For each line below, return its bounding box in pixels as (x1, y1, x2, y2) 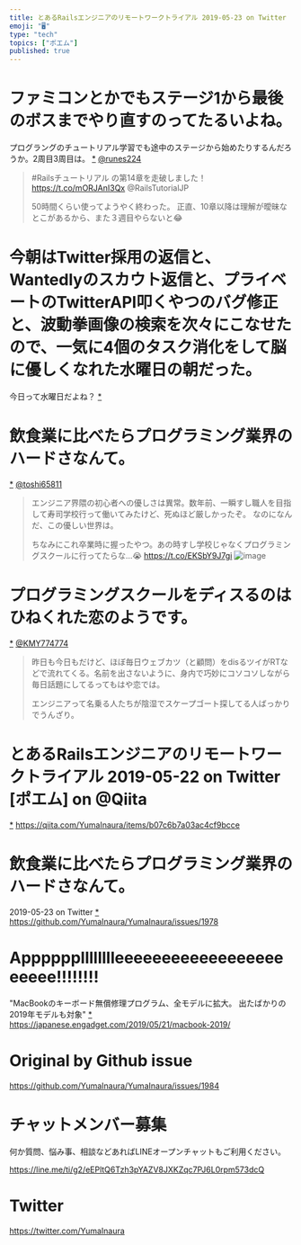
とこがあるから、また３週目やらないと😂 (31, 212, 183, 223)
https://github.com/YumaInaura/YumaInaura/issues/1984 (9, 1080, 220, 1091)
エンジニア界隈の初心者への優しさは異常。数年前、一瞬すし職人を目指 (31, 497, 292, 508)
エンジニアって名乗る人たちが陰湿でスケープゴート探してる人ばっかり (31, 698, 290, 709)
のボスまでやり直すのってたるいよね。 (9, 111, 292, 131)
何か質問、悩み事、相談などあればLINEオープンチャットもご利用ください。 (9, 1146, 286, 1157)
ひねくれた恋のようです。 (9, 608, 198, 628)
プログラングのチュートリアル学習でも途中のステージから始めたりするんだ (9, 142, 285, 153)
